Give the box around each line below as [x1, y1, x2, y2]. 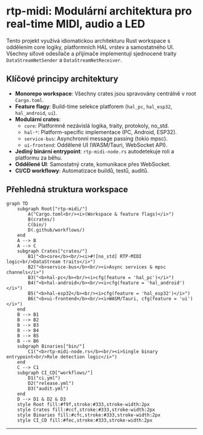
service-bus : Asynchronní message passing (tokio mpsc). [24, 135, 168, 142]
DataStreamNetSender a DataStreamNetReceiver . [6, 56, 123, 63]
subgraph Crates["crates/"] [17, 248, 88, 254]
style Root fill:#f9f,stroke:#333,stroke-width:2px [17, 401, 150, 407]
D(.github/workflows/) [28, 227, 85, 233]
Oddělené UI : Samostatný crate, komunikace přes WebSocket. [14, 160, 171, 167]
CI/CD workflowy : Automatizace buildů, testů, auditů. [14, 167, 149, 174]
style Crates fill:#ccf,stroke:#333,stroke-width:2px [17, 407, 155, 413]
